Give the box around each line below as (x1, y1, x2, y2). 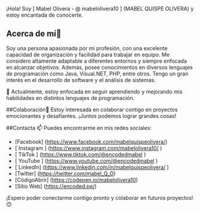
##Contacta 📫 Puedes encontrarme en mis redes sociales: (6, 124, 152, 131)
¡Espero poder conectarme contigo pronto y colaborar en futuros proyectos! (6, 194, 193, 201)
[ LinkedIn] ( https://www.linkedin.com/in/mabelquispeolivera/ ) (14, 163, 169, 171)
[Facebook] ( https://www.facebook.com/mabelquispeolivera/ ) (14, 138, 168, 145)
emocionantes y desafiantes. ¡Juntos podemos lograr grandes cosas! (6, 112, 177, 119)
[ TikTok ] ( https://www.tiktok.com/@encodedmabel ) (14, 151, 146, 158)
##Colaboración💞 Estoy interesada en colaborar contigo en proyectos (6, 106, 178, 113)
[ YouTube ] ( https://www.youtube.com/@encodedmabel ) (14, 157, 158, 164)
